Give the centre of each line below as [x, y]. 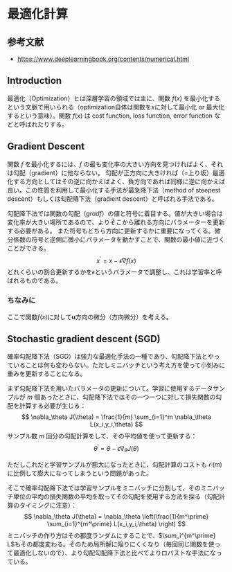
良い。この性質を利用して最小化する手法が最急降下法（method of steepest [114, 190]
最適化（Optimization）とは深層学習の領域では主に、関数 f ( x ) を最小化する [114, 98]
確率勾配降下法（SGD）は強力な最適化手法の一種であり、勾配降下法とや [110, 357]
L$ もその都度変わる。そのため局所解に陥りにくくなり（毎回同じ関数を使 [111, 544]
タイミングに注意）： [48, 505]
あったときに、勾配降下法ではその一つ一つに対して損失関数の [128, 397]
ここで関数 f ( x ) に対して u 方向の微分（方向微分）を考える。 [90, 316]
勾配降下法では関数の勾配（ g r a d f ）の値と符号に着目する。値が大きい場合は [115, 213]
